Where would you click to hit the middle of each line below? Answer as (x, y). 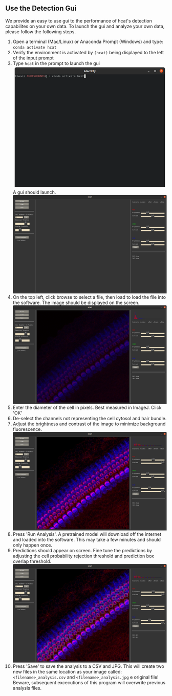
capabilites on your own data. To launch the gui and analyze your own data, (85, 26)
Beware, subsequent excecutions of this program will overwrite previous (89, 683)
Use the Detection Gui (41, 8)
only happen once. (33, 545)
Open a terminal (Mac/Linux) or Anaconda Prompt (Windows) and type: (88, 41)
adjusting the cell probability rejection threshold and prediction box (83, 556)
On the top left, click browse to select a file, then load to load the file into (89, 297)
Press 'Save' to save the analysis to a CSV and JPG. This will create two (89, 666)
